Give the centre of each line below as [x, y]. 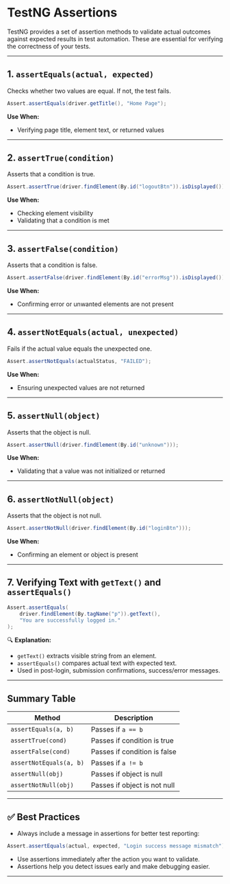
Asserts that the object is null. [49, 432]
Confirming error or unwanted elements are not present [95, 304]
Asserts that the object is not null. [54, 515]
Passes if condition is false [133, 752]
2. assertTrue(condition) [61, 158]
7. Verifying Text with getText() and [84, 582]
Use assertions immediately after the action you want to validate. [108, 859]
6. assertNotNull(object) [61, 499]
